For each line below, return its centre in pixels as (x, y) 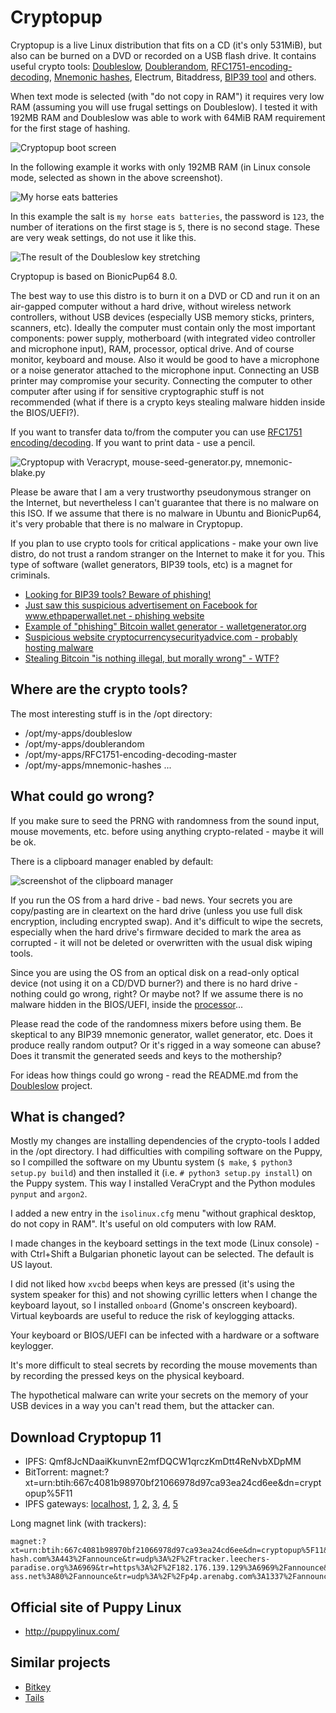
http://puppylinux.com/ (72, 1631)
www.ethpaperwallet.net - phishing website (114, 615)
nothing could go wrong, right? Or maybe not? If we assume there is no (157, 993)
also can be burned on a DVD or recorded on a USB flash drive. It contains (163, 55)
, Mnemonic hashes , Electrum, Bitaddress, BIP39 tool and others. (182, 77)
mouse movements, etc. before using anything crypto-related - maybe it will (167, 831)
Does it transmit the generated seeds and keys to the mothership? (146, 1055)
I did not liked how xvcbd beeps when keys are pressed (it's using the (152, 1284)
